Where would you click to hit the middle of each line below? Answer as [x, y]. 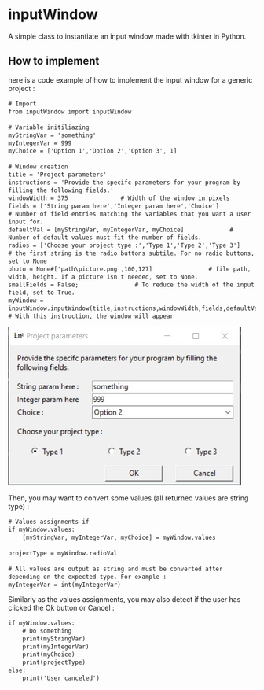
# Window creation [38, 167]
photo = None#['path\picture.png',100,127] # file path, [130, 269]
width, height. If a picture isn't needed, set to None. [103, 277]
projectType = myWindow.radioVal [63, 553]
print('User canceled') [61, 678]
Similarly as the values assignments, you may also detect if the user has [125, 599]
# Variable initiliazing [49, 127]
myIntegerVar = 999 [40, 143]
